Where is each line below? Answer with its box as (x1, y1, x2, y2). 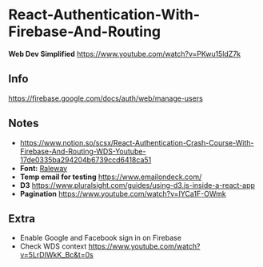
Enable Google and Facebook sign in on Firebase (19, 233, 182, 243)
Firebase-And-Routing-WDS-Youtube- (19, 146, 146, 156)
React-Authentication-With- (8, 6, 201, 24)
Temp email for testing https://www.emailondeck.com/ (19, 172, 202, 181)
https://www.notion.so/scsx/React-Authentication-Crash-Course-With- (19, 137, 254, 147)
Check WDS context (19, 241, 87, 251)
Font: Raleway (19, 163, 68, 173)
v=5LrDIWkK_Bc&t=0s (19, 250, 94, 260)
